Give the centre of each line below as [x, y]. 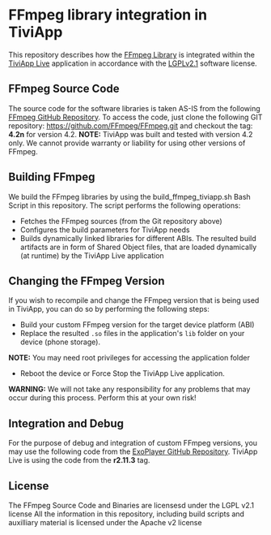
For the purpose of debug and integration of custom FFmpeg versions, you [133, 443]
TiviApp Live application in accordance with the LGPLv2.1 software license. [133, 63]
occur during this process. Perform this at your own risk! [102, 398]
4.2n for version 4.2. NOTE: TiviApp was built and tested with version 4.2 [131, 134]
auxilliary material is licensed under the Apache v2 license [105, 522]
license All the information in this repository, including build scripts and [127, 514]
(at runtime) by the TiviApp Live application [92, 255]
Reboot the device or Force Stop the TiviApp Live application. [122, 373]
